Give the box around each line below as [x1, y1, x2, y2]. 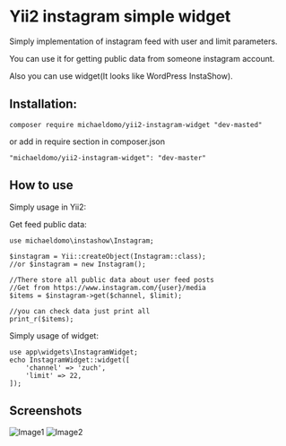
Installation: [9, 97, 78, 112]
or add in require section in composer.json [9, 136, 166, 147]
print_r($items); [9, 314, 74, 323]
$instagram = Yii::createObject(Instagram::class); [9, 252, 206, 261]
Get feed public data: [9, 219, 87, 229]
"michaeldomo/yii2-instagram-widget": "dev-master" [9, 153, 206, 162]
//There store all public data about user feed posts [9, 275, 215, 284]
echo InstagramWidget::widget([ [9, 356, 130, 365]
